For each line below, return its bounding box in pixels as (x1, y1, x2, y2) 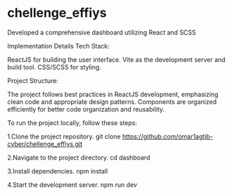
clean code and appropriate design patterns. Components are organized (7, 97, 217, 106)
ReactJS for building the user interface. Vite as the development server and (7, 55, 226, 64)
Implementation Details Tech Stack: (7, 41, 110, 50)
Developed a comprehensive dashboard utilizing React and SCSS (7, 28, 197, 37)
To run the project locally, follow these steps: (7, 118, 137, 127)
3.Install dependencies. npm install (7, 166, 108, 175)
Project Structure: (7, 76, 58, 85)
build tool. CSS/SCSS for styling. (7, 63, 102, 71)
